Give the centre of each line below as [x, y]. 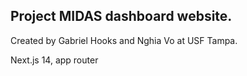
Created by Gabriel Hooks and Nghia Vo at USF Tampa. [124, 40]
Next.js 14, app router [54, 60]
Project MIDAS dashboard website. [121, 16]
